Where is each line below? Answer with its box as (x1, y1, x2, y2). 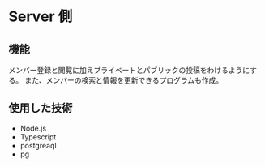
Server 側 (8, 7, 73, 26)
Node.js (19, 123, 47, 133)
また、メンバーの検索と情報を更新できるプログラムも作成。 (24, 75, 224, 85)
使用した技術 (8, 101, 73, 115)
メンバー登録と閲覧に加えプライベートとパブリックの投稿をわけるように (8, 66, 250, 75)
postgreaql (19, 140, 57, 150)
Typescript (19, 131, 57, 142)
